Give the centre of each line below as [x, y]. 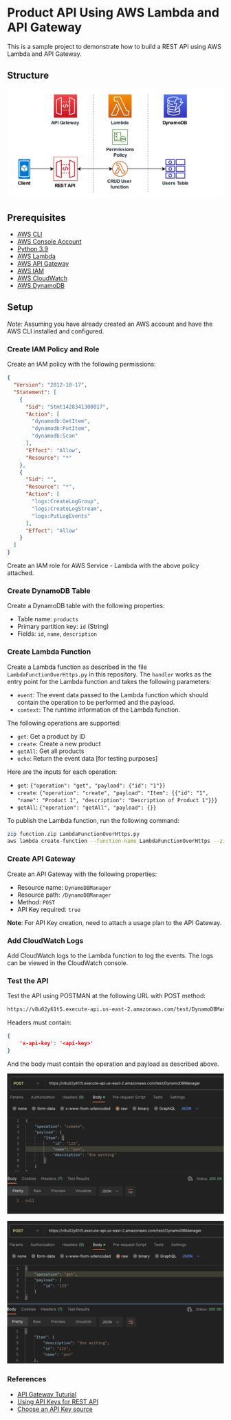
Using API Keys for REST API [58, 1401]
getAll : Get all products [51, 751]
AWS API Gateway [43, 264]
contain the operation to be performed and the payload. [96, 702]
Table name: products [48, 619]
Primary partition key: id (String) [63, 627]
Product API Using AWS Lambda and [113, 13]
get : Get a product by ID [51, 736]
